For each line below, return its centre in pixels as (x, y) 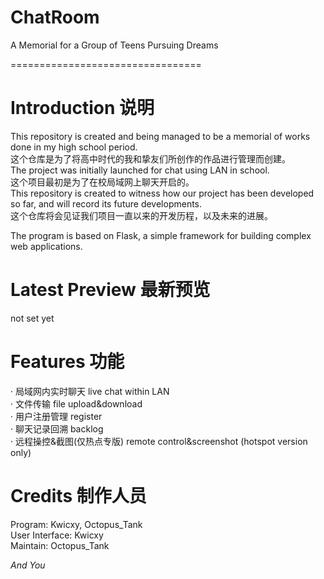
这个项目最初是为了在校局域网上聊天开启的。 (102, 182)
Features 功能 (67, 362)
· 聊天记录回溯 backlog (57, 428)
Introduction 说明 (82, 108)
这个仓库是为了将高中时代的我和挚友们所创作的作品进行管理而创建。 (150, 158)
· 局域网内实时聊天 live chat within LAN (90, 391)
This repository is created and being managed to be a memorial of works (160, 136)
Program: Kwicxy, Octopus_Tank (76, 524)
